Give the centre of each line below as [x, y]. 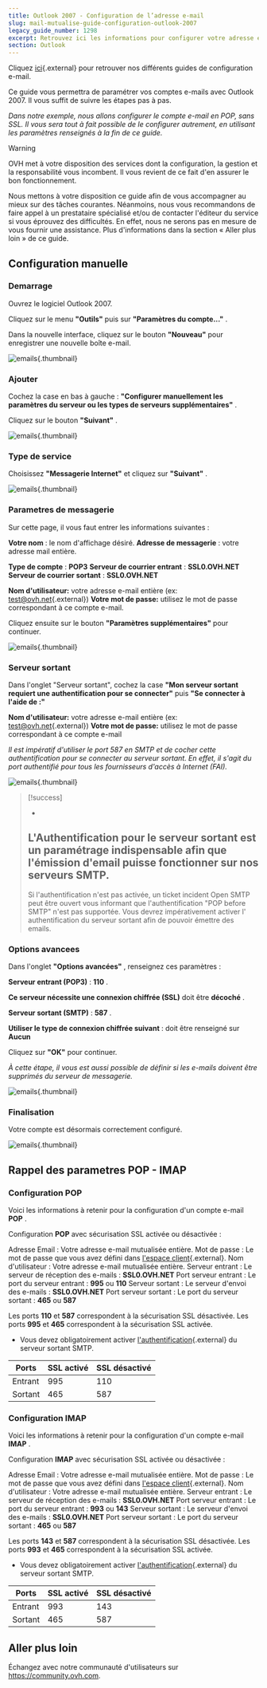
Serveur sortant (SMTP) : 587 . [60, 1013]
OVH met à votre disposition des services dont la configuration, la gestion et [133, 163]
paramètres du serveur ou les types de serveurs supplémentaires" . [123, 405]
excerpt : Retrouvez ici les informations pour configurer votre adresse [131, 38]
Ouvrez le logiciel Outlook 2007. [60, 303]
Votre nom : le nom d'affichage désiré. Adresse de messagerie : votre [124, 542]
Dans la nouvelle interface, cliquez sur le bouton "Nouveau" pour [116, 334]
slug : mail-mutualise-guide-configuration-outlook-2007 [103, 23]
